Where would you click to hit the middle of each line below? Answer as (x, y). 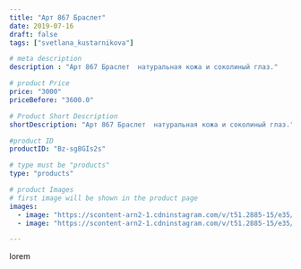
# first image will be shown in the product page (104, 198)
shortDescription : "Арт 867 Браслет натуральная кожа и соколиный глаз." (152, 125)
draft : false (34, 34)
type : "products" (42, 174)
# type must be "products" (60, 165)
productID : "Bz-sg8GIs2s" (57, 149)
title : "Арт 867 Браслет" (57, 17)
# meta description (46, 59)
